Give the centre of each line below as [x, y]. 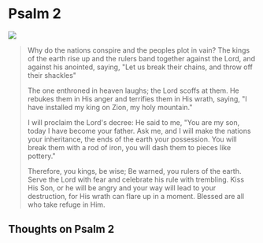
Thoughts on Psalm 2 [61, 229]
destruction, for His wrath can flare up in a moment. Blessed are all [136, 196]
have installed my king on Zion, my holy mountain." [110, 107]
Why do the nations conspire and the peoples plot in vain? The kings [139, 50]
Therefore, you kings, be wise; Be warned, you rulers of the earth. [134, 171]
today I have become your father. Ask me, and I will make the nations [139, 131]
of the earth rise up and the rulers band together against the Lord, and [141, 58]
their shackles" [52, 75]
